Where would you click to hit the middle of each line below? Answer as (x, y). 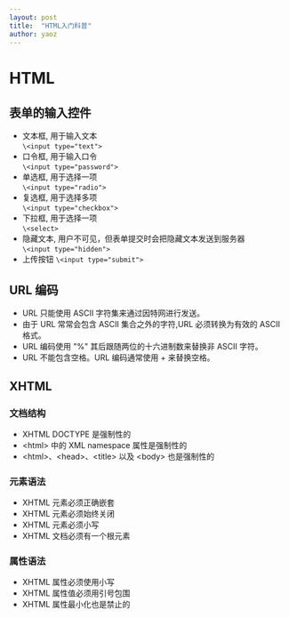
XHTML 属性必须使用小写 (68, 582)
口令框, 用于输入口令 (60, 157)
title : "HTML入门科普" (50, 26)
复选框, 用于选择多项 (60, 197)
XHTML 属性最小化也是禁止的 (76, 605)
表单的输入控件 (50, 112)
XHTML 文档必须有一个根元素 (76, 536)
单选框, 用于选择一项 (60, 177)
